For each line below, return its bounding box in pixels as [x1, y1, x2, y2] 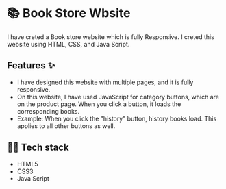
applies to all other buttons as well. [16, 121, 116, 130]
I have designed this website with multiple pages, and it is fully [16, 78, 194, 86]
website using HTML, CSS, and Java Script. [7, 40, 130, 48]
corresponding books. [16, 107, 80, 115]
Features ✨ [7, 60, 55, 72]
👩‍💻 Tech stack [7, 142, 70, 153]
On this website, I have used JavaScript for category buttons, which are [16, 92, 219, 101]
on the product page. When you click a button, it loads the [16, 100, 181, 108]
